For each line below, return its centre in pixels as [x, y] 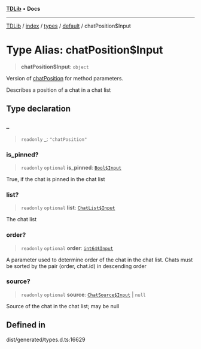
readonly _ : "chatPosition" [54, 139]
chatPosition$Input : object [55, 67]
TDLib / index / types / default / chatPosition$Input [69, 26]
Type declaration [38, 109]
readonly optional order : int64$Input [67, 248]
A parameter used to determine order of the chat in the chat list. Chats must [100, 260]
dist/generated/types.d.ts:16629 [46, 339]
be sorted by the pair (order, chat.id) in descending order [76, 266]
